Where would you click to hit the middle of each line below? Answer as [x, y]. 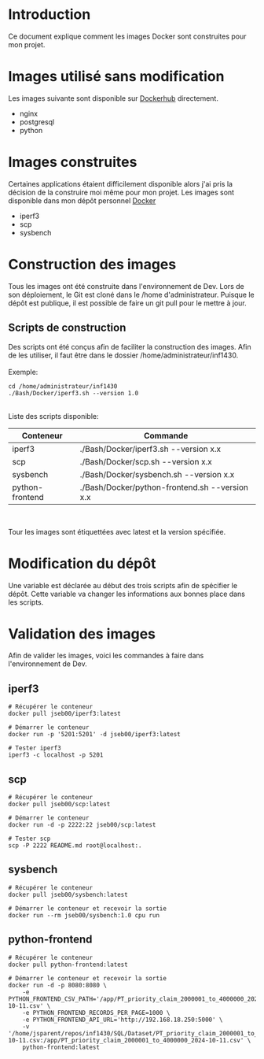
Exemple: [23, 372]
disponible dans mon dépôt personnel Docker [82, 200]
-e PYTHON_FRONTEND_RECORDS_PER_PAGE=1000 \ [96, 1013]
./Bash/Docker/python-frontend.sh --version [164, 487]
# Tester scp [29, 839]
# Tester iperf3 [35, 748]
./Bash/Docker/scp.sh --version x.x [146, 461]
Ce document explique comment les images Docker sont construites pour [127, 36]
